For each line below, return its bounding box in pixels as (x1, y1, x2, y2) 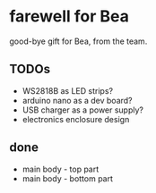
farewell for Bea (9, 6, 130, 27)
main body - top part (22, 164, 100, 174)
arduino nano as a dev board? (22, 95, 133, 105)
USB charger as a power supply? (22, 105, 143, 115)
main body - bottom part (22, 172, 114, 184)
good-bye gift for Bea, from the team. (9, 36, 148, 46)
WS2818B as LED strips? (22, 85, 114, 96)
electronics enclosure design (22, 113, 130, 124)
